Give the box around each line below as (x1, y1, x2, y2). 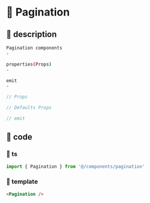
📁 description (6, 29, 57, 39)
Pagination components (6, 45, 62, 51)
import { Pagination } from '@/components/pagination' (6, 164, 145, 170)
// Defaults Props (6, 104, 52, 111)
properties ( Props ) (6, 61, 52, 67)
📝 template (6, 177, 38, 186)
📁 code (6, 132, 33, 142)
